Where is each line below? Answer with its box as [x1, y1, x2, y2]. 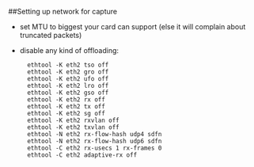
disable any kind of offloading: [19, 46, 119, 55]
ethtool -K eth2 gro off [27, 68, 109, 76]
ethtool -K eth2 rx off [27, 96, 105, 104]
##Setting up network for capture [8, 7, 117, 16]
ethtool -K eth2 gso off [27, 89, 109, 97]
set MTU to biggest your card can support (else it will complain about [19, 22, 246, 31]
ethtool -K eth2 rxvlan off [27, 116, 120, 124]
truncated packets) [19, 31, 82, 40]
